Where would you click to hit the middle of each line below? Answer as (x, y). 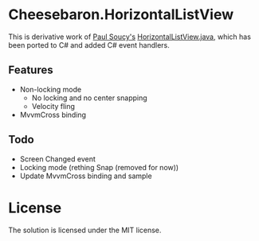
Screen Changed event (57, 159)
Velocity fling (53, 106)
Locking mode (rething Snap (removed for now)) (99, 167)
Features (31, 70)
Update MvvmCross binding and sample (86, 176)
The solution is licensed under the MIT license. (85, 230)
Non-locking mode (51, 89)
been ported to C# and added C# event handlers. (89, 45)
